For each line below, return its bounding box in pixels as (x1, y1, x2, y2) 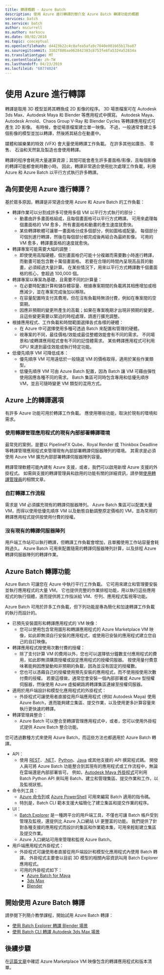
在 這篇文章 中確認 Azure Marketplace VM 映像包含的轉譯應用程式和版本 (5, 958, 148, 964)
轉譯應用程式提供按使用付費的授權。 (5, 514, 78, 520)
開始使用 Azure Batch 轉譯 (5, 898, 85, 907)
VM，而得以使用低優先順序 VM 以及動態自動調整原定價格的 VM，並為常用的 (5, 508, 158, 514)
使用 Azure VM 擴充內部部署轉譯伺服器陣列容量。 (5, 454, 104, 459)
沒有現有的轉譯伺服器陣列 (5, 527, 65, 534)
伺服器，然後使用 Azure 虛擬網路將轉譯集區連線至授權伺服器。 (19, 681, 145, 687)
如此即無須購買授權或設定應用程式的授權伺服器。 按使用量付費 (28, 657, 154, 663)
